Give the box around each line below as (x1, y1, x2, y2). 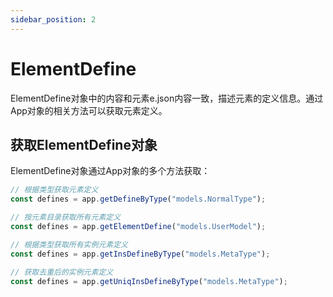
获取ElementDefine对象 (10, 136, 158, 153)
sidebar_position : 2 (10, 14, 97, 25)
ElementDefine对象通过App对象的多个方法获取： (10, 165, 211, 177)
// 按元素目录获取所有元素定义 (10, 212, 122, 223)
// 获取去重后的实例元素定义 (10, 267, 114, 277)
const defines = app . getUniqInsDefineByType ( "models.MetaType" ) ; (10, 276, 288, 286)
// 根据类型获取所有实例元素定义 (10, 239, 128, 250)
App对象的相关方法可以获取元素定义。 (10, 104, 168, 116)
